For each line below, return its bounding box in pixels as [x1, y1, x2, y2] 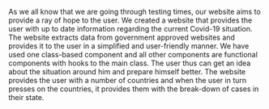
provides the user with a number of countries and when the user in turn [8, 76, 247, 85]
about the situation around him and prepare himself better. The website [8, 67, 246, 76]
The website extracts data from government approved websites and [8, 32, 235, 42]
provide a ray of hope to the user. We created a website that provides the [8, 15, 253, 25]
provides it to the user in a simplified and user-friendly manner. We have [8, 41, 250, 51]
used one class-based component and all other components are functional [8, 50, 258, 59]
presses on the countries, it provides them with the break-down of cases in [8, 84, 259, 94]
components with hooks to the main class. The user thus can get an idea [8, 58, 251, 68]
